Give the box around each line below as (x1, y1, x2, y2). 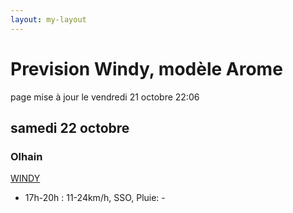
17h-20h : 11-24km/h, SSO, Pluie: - (24, 192, 166, 204)
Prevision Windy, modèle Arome (10, 57, 283, 80)
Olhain (10, 149, 43, 163)
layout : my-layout (10, 14, 87, 25)
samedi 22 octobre (10, 119, 130, 136)
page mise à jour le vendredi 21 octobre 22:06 (10, 91, 200, 103)
